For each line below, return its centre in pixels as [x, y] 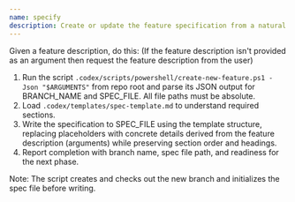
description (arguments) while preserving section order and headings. [149, 143]
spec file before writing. [53, 188]
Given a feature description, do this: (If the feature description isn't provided [148, 50]
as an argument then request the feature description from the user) [131, 60]
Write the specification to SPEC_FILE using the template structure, [142, 123]
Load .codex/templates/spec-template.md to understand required [140, 105]
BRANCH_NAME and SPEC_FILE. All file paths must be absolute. [139, 96]
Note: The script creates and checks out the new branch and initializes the [144, 178]
